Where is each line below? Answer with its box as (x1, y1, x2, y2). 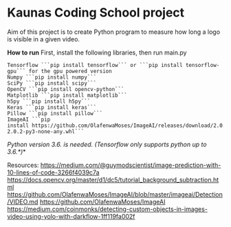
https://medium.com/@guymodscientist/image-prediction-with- (40, 161, 221, 169)
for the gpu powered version (28, 68, 112, 75)
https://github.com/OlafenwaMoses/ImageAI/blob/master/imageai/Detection (7, 190, 223, 198)
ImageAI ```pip (7, 116, 51, 123)
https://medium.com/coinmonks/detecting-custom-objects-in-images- (7, 205, 208, 213)
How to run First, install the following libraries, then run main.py (7, 48, 187, 57)
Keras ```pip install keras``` (7, 103, 97, 111)
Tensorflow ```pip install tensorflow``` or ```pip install (7, 61, 184, 68)
